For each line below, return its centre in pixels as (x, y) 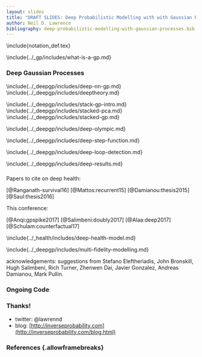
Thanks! (19, 306)
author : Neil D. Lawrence (38, 23)
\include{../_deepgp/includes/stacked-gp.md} (63, 117)
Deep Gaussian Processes (45, 73)
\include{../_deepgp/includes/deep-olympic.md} (66, 129)
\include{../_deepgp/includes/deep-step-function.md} (73, 140)
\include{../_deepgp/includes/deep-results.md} (65, 164)
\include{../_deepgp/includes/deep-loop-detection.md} (75, 152)
